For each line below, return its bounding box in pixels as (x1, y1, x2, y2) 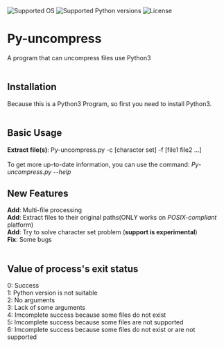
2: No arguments (7, 296, 55, 304)
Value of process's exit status (7, 263, 139, 275)
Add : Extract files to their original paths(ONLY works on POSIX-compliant (7, 214, 217, 222)
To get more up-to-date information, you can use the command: (7, 160, 190, 168)
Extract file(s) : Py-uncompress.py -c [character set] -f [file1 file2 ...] (7, 146, 203, 154)
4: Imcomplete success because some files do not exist (7, 311, 166, 319)
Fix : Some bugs (7, 236, 52, 244)
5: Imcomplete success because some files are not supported (7, 318, 184, 327)
